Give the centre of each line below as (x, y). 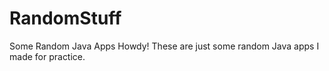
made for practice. (47, 56)
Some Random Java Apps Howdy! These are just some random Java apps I (164, 46)
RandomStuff (65, 18)
